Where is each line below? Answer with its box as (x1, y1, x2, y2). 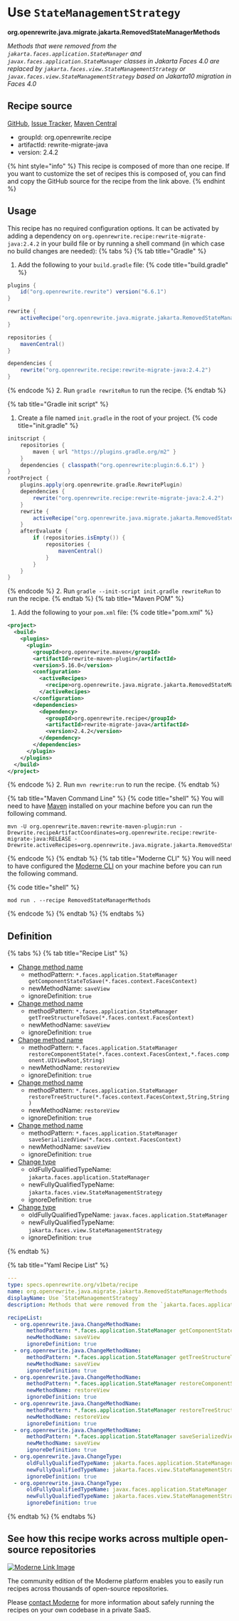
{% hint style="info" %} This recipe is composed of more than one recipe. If (7, 162, 230, 170)
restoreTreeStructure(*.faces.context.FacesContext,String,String (28, 1093, 230, 1101)
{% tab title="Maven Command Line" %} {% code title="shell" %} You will (7, 794, 224, 803)
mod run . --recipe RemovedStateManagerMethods (7, 897, 152, 904)
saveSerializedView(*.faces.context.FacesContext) (28, 1136, 182, 1143)
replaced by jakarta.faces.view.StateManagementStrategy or (7, 64, 186, 73)
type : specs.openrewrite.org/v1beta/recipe (7, 1281, 139, 1289)
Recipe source (7, 100, 73, 112)
